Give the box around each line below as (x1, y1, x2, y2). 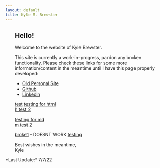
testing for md (15, 117, 44, 123)
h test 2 (15, 106, 31, 113)
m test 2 (15, 122, 32, 128)
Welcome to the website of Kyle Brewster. (15, 44, 103, 51)
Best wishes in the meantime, (15, 142, 76, 148)
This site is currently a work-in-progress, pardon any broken (15, 54, 142, 61)
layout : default (5, 7, 40, 13)
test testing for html (15, 101, 56, 107)
